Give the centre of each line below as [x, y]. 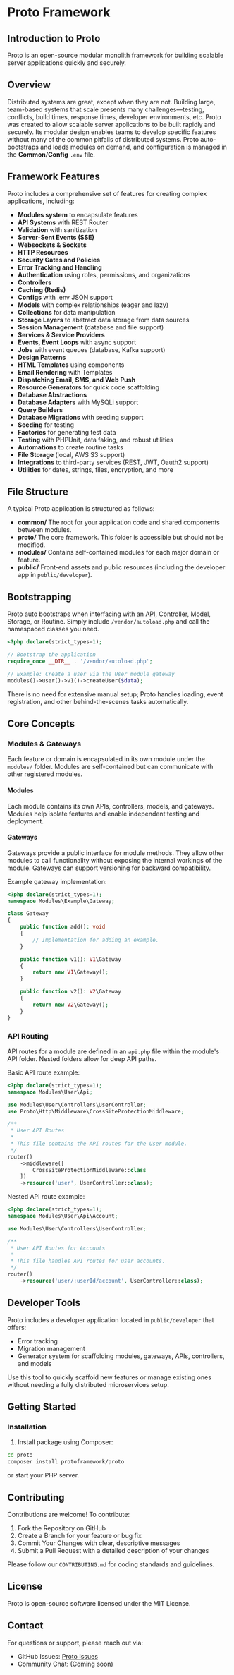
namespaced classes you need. [54, 629]
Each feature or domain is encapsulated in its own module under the [106, 759]
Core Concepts [41, 724]
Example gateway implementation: [57, 881]
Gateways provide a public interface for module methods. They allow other [116, 853]
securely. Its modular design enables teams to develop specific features [112, 132]
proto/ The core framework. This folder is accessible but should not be [121, 538]
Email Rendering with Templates [65, 372]
